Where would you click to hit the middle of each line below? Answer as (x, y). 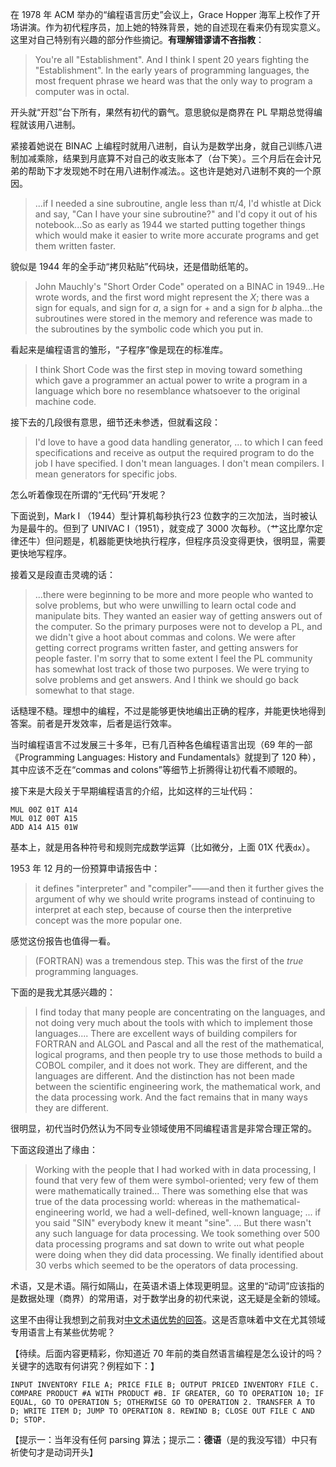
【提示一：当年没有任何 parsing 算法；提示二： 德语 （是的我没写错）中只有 (164, 1439)
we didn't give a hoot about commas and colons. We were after (165, 637)
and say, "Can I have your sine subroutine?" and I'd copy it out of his (176, 214)
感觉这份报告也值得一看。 (63, 941)
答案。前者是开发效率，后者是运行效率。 (93, 723)
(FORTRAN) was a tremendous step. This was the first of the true (169, 961)
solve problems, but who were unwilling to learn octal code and (165, 605)
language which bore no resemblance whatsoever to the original (167, 391)
